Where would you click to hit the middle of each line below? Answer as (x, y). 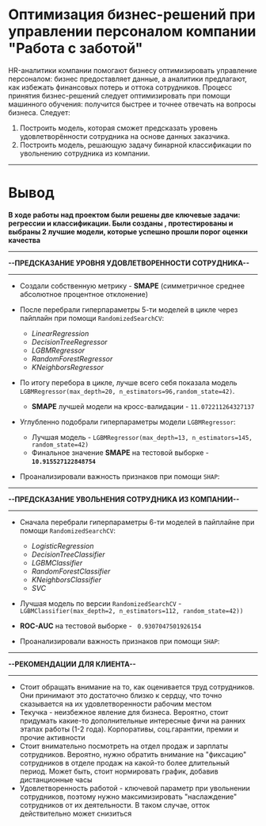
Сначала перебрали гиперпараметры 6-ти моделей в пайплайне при (137, 522)
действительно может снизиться (76, 813)
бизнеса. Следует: (39, 112)
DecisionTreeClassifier (68, 554)
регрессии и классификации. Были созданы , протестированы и (121, 223)
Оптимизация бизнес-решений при (132, 15)
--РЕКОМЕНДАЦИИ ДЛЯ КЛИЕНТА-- (72, 664)
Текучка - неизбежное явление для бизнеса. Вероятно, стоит (124, 712)
